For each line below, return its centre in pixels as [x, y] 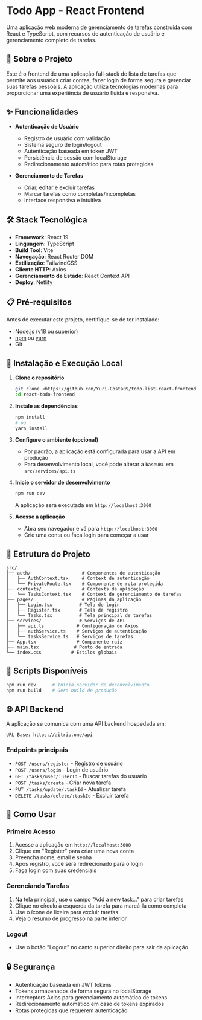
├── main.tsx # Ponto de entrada [64, 647]
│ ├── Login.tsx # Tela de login [63, 605]
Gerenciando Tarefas [38, 886]
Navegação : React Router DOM [54, 257]
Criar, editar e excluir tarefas [59, 187]
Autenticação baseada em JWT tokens [63, 984]
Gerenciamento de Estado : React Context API [72, 276]
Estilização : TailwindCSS [46, 263]
